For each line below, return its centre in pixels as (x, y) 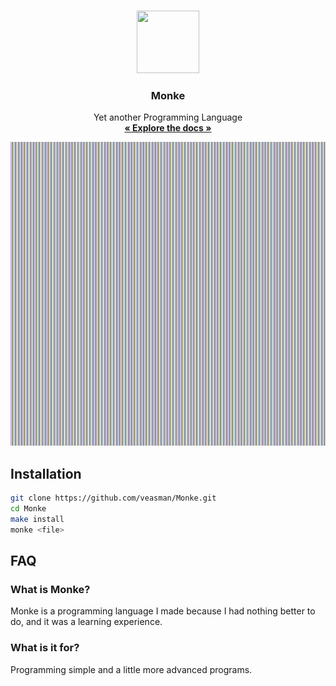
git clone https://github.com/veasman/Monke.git (113, 498)
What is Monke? (50, 590)
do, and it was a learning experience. (86, 622)
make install (37, 520)
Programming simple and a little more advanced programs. (131, 669)
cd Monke (28, 509)
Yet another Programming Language (168, 117)
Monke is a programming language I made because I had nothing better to (163, 611)
